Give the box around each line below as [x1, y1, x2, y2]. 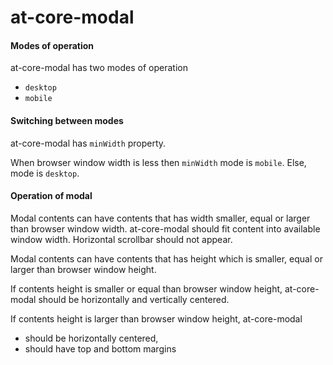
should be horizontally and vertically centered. [38, 293, 230, 305]
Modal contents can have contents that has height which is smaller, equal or [10, 252, 323, 265]
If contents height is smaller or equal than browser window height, [10, 282, 283, 295]
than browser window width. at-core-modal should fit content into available [10, 222, 321, 235]
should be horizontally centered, [24, 332, 159, 344]
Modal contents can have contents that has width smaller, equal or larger [10, 212, 311, 224]
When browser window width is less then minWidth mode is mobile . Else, [10, 156, 307, 168]
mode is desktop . [10, 167, 80, 179]
